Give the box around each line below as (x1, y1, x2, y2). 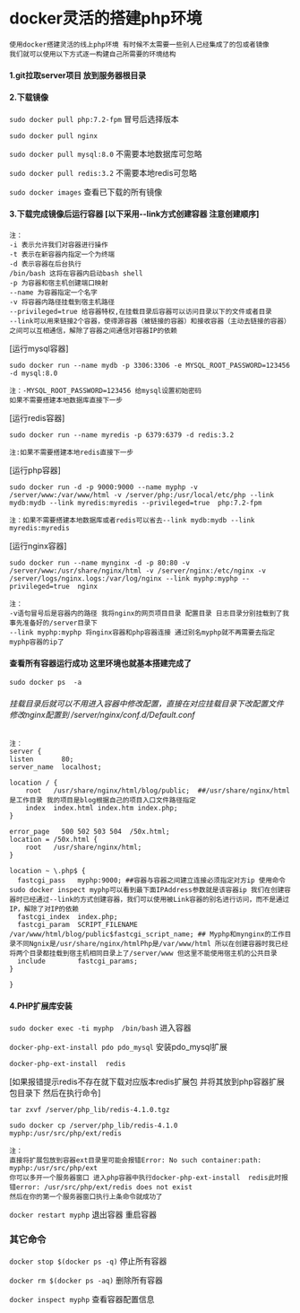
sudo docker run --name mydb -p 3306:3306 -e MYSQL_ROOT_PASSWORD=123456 (9, 361, 291, 370)
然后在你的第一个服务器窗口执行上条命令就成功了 (9, 1192, 163, 1201)
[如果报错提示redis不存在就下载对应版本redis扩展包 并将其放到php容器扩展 (9, 1076, 285, 1087)
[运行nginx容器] (9, 540, 67, 551)
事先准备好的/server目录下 (9, 618, 99, 627)
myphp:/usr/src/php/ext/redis (9, 1128, 123, 1138)
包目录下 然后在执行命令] (9, 1087, 101, 1098)
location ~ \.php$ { (9, 867, 87, 876)
